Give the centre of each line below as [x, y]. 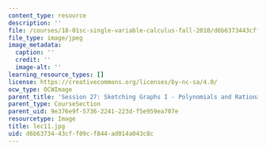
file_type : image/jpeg [46, 38]
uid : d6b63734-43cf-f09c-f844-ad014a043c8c [81, 133]
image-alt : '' [38, 67]
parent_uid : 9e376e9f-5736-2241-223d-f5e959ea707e [93, 112]
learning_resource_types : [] [56, 75]
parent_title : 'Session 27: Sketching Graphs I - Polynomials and [120, 97]
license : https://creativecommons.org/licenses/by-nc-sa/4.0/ [113, 82]
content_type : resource [47, 15]
